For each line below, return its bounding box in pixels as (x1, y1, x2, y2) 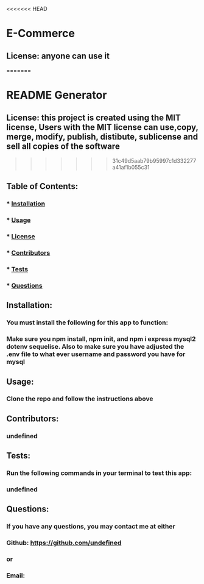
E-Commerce (6, 27, 75, 40)
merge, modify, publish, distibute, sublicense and (6, 131, 199, 142)
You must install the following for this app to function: (6, 318, 169, 327)
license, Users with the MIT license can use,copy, (6, 122, 199, 132)
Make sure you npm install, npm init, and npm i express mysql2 (6, 335, 196, 343)
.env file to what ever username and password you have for (6, 350, 186, 358)
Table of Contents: (6, 181, 79, 191)
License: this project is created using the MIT (6, 112, 181, 123)
